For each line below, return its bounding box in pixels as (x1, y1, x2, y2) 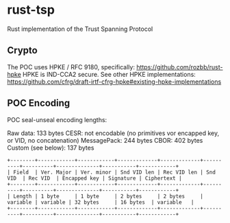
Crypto (7, 45, 38, 56)
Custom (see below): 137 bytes (7, 143, 94, 152)
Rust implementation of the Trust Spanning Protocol (7, 25, 153, 33)
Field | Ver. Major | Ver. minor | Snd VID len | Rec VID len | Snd (13, 169, 216, 176)
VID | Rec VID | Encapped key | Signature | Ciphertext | (7, 174, 183, 182)
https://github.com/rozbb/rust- (136, 62, 223, 71)
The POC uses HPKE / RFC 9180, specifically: (7, 62, 136, 71)
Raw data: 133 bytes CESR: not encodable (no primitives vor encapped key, (7, 129, 220, 137)
